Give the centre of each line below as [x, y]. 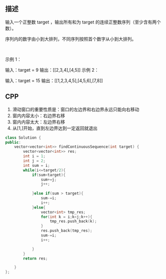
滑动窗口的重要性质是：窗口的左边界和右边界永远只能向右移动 [76, 109]
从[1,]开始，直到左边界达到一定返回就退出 [55, 128]
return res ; [36, 258]
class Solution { [23, 137]
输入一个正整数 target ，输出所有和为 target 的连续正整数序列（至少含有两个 [83, 22]
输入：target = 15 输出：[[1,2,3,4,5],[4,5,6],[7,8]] [54, 80]
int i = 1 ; [34, 156]
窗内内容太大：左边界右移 [39, 122]
